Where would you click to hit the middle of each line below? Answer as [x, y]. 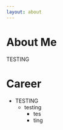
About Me [31, 42]
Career [24, 84]
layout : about [24, 12]
